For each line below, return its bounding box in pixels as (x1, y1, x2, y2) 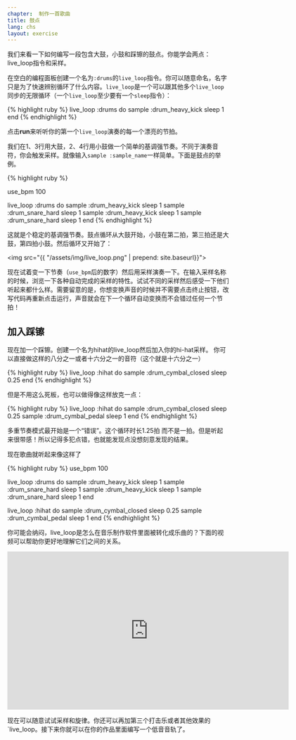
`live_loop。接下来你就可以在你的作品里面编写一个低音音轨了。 (7, 725, 189, 734)
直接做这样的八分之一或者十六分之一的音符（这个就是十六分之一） (13, 354, 205, 363)
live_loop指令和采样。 (7, 59, 70, 67)
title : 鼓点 (7, 17, 40, 24)
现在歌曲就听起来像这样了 (7, 450, 82, 459)
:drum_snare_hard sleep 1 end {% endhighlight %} (7, 216, 153, 225)
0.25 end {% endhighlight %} (7, 376, 92, 384)
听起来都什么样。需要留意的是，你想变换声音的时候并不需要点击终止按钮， (7, 285, 223, 294)
